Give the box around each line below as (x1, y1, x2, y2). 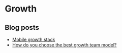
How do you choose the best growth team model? (12, 42, 117, 48)
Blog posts (5, 23, 39, 32)
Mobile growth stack (12, 36, 55, 42)
